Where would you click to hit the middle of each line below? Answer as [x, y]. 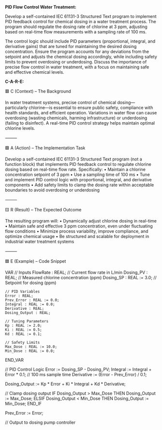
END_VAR [15, 360]
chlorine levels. [20, 128]
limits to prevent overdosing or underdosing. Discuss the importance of [76, 62]
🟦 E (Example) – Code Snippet [36, 261]
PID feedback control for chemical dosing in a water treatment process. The [81, 22]
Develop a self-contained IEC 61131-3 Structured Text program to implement [81, 16]
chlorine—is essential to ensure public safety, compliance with [91, 108]
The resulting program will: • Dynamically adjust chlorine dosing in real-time [81, 221]
